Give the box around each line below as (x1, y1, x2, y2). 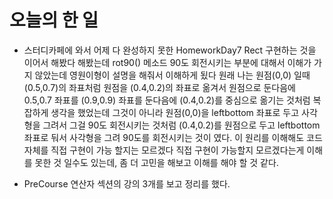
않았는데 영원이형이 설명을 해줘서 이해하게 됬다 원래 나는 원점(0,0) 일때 (34, 69, 311, 81)
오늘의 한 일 (9, 9, 99, 32)
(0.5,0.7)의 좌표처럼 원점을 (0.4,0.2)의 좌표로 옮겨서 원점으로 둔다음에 (23, 81, 296, 93)
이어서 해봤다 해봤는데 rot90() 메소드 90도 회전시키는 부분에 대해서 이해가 (23, 56, 312, 68)
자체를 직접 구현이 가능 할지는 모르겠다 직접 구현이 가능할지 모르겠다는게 (23, 144, 305, 156)
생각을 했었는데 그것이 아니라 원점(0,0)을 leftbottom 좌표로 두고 (50, 106, 300, 118)
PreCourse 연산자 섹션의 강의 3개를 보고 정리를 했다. (23, 177, 231, 190)
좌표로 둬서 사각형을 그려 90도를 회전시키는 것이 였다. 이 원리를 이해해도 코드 (23, 131, 323, 143)
